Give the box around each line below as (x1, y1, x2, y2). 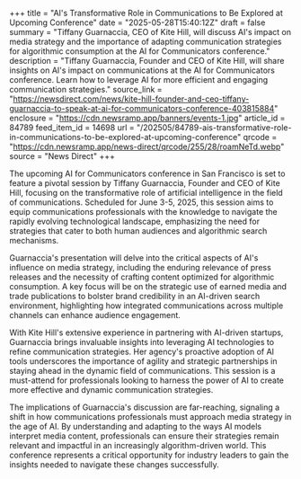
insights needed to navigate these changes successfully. (9, 459, 220, 470)
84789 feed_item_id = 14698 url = (9, 122, 135, 133)
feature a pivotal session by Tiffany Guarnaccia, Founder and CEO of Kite (9, 178, 280, 188)
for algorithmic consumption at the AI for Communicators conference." (9, 46, 270, 57)
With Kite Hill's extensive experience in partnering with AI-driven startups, (9, 327, 284, 338)
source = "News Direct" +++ (9, 151, 115, 161)
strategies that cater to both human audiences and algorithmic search (9, 226, 268, 236)
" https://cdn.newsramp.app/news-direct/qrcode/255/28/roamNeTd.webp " (9, 141, 285, 152)
